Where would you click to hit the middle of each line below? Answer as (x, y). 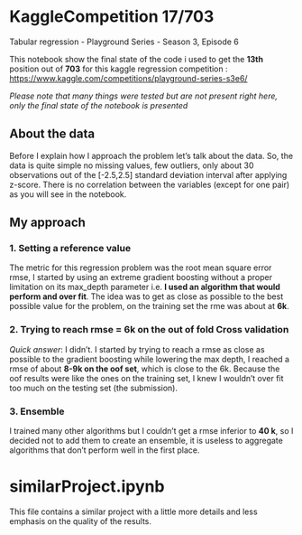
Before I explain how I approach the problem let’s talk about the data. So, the (151, 155)
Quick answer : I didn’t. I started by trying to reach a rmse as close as (137, 349)
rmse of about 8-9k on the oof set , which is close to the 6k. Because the (145, 369)
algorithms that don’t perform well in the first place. (105, 450)
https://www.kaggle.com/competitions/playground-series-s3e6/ (128, 78)
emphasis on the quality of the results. (80, 521)
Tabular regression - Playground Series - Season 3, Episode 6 (124, 42)
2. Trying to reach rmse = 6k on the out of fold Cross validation (149, 330)
